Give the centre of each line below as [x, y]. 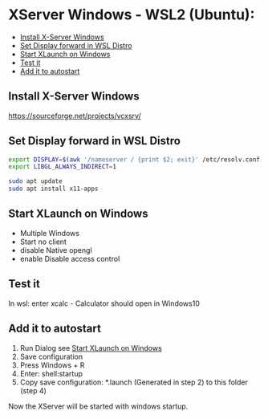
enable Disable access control [70, 258]
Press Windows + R [52, 365]
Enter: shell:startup [51, 373]
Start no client [43, 242]
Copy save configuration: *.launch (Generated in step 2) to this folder [134, 382]
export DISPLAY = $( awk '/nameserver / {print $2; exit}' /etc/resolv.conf [134, 159]
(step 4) [33, 390]
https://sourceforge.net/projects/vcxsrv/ [75, 116]
